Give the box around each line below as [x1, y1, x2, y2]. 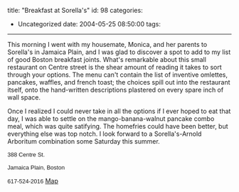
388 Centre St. [7, 151, 45, 159]
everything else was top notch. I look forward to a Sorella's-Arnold [7, 129, 202, 138]
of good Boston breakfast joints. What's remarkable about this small [7, 55, 206, 63]
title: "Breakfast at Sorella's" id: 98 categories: [7, 6, 144, 14]
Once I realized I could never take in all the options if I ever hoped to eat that [7, 107, 231, 115]
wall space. [7, 93, 41, 102]
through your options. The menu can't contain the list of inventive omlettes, [7, 70, 228, 79]
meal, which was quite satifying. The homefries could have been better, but [7, 122, 229, 130]
